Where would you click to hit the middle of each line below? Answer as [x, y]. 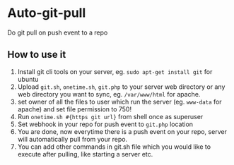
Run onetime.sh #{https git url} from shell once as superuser [110, 116]
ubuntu [28, 79]
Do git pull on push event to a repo [58, 32]
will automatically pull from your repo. [72, 139]
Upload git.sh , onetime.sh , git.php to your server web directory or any [121, 87]
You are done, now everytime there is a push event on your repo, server [122, 131]
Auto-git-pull [47, 13]
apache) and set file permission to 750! [75, 109]
